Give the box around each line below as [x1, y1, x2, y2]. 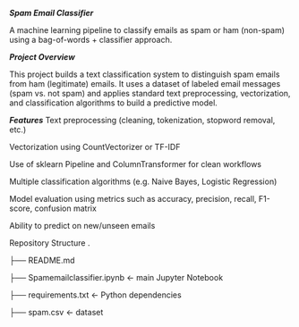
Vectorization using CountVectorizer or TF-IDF [9, 142, 181, 152]
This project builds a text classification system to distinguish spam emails [9, 69, 280, 80]
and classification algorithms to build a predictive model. [9, 97, 218, 108]
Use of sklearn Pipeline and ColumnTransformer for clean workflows [9, 159, 262, 169]
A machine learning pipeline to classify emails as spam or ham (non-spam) [9, 25, 285, 35]
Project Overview [9, 52, 76, 62]
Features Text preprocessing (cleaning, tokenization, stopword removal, [9, 115, 276, 125]
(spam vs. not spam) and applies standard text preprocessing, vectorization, [9, 88, 291, 98]
